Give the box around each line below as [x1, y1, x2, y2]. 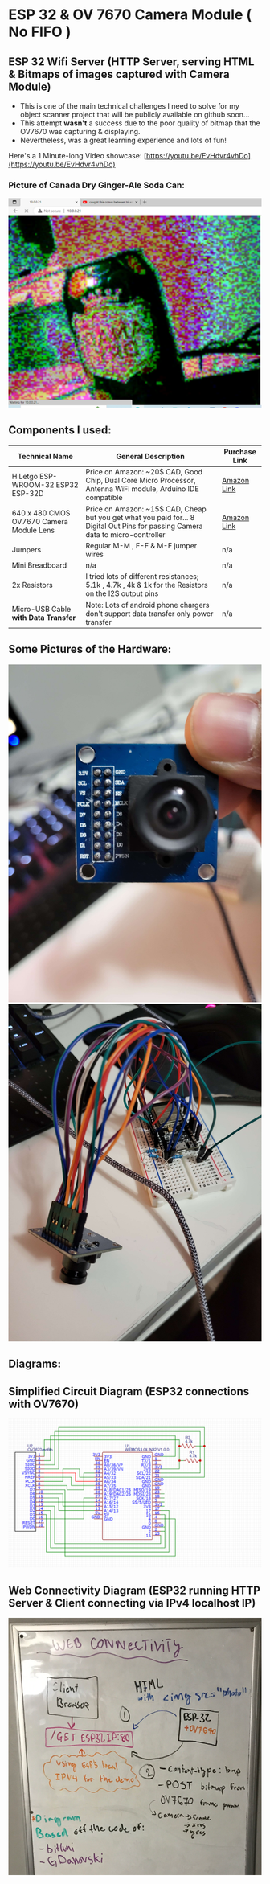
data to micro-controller [85, 529, 166, 540]
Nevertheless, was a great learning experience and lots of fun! [19, 135, 227, 145]
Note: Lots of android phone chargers [85, 600, 210, 610]
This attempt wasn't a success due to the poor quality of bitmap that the [19, 118, 261, 128]
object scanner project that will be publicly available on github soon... [19, 110, 250, 119]
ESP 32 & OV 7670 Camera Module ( [8, 6, 252, 24]
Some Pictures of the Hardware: [8, 642, 172, 656]
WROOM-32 [11, 480, 55, 490]
